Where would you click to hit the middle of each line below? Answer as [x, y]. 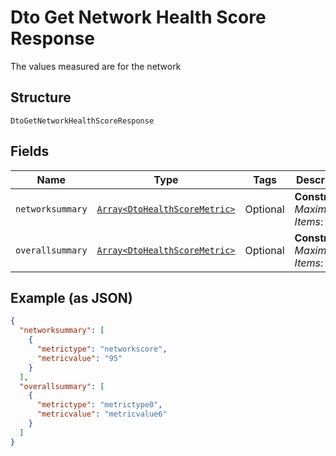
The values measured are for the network [96, 66]
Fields [30, 151]
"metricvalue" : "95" [79, 358]
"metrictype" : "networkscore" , [102, 349]
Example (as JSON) [71, 297]
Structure [41, 97]
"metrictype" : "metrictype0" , [99, 405]
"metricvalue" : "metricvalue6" [102, 414]
